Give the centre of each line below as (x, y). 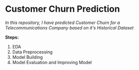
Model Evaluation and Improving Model (52, 62)
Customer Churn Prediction (63, 9)
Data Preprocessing (32, 52)
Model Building (27, 57)
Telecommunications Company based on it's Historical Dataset (69, 27)
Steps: (12, 37)
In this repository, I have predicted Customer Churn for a (63, 23)
